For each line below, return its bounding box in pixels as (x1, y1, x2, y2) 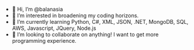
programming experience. (11, 37, 77, 44)
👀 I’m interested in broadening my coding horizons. (11, 12, 139, 19)
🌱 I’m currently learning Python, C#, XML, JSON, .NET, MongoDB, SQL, (11, 18, 189, 25)
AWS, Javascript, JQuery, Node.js (11, 24, 96, 32)
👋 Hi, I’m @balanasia (11, 6, 63, 12)
